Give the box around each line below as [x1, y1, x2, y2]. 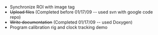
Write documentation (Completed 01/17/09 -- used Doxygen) [9, 19, 133, 25]
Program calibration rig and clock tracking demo [9, 24, 108, 30]
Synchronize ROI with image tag [9, 4, 75, 10]
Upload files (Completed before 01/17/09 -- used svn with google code [9, 9, 153, 15]
